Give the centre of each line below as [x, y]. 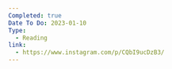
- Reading [31, 38]
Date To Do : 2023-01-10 [48, 23]
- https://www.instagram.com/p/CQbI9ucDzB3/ [90, 52]
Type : [17, 30]
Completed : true [35, 15]
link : [17, 45]
